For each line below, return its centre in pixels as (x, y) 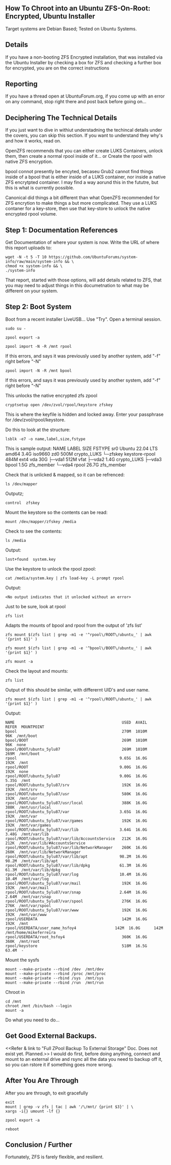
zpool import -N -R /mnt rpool (39, 346)
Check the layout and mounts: (37, 671)
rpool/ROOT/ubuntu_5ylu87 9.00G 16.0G (76, 776)
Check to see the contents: (34, 531)
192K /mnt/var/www (26, 914)
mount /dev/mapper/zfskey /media (41, 521)
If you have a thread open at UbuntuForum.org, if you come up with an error (85, 96)
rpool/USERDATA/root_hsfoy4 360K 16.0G (76, 937)
